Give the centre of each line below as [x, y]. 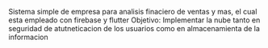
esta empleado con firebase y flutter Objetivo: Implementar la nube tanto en [134, 20]
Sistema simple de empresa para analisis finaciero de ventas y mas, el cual [133, 12]
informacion [28, 37]
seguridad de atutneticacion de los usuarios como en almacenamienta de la [134, 28]
